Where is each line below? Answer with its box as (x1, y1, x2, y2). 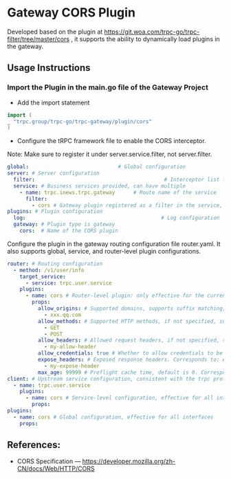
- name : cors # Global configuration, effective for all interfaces (13, 414, 214, 421)
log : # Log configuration (13, 214, 220, 221)
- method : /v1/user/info (13, 267, 85, 274)
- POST (43, 331, 63, 337)
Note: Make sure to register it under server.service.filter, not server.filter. (7, 150, 212, 159)
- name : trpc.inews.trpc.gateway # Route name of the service (19, 189, 217, 196)
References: (7, 439, 60, 451)
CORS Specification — (16, 457, 81, 465)
